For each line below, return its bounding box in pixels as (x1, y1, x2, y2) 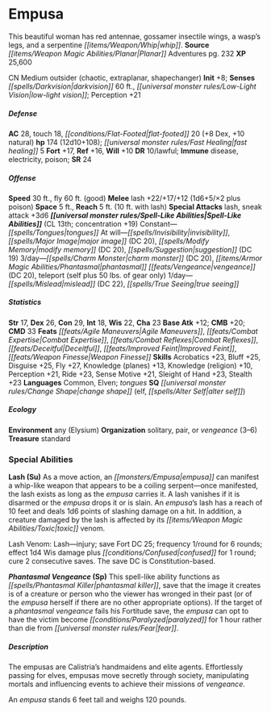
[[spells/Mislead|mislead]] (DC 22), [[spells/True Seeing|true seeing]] (8, 279, 240, 289)
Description (8, 642, 49, 652)
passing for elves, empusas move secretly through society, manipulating (8, 671, 249, 681)
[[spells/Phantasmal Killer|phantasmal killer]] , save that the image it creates (8, 581, 261, 590)
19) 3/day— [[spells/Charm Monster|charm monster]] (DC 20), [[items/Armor (8, 253, 263, 263)
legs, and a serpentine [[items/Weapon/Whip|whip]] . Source (8, 40, 210, 49)
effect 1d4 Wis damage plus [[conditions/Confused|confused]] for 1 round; (8, 548, 256, 557)
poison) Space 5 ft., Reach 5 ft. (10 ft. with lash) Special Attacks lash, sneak (8, 202, 262, 211)
